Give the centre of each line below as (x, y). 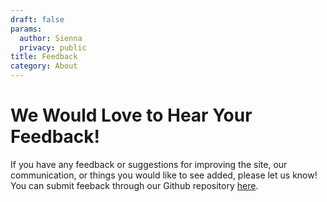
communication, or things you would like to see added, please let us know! (164, 175)
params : (26, 29)
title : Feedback (44, 57)
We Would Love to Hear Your (131, 115)
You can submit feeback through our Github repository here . (134, 185)
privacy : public (53, 47)
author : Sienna (51, 38)
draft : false (37, 19)
